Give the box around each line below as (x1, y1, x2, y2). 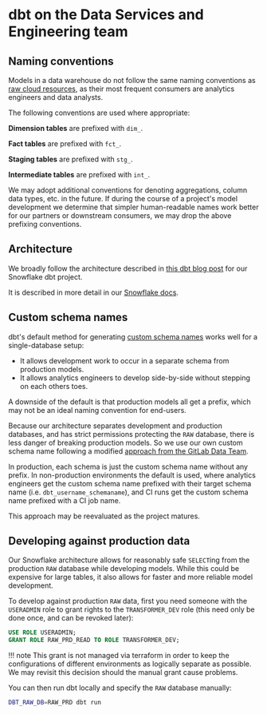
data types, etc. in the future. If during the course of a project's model (8, 194, 238, 203)
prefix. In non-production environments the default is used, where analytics (8, 470, 257, 480)
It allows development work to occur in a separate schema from (19, 355, 230, 365)
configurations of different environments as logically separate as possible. (8, 659, 252, 668)
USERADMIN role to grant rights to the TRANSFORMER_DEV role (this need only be (8, 605, 255, 614)
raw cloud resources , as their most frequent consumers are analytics (8, 84, 235, 93)
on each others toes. (19, 381, 88, 391)
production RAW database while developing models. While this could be (8, 564, 240, 573)
